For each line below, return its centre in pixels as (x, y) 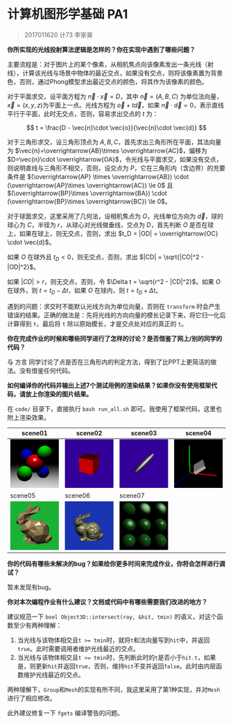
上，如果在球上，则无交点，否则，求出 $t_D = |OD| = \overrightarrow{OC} (113, 233)
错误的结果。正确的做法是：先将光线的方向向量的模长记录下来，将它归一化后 (116, 315)
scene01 (35, 433)
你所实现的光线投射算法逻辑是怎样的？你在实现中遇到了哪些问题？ (101, 49)
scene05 (23, 495)
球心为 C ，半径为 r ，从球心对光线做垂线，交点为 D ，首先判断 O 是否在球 (111, 225)
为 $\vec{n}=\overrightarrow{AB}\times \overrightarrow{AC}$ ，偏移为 (107, 151)
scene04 (198, 433)
